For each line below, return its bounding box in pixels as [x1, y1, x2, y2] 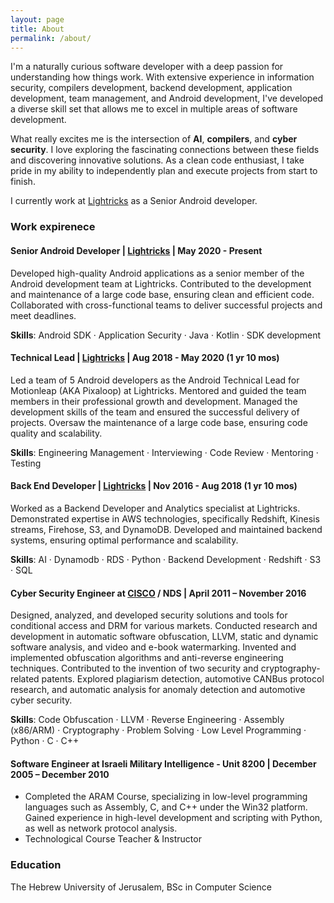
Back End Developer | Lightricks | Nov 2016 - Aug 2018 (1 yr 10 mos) [10, 480, 298, 492]
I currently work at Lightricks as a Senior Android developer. [10, 195, 258, 207]
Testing [10, 457, 42, 469]
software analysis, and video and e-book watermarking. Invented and [10, 641, 297, 653]
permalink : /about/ [10, 33, 92, 43]
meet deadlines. [10, 309, 77, 321]
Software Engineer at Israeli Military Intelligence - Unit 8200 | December [10, 757, 317, 770]
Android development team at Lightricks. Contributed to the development [10, 277, 312, 290]
